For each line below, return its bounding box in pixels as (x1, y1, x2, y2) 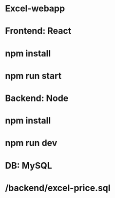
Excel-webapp (5, 3, 65, 14)
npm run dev (5, 138, 57, 148)
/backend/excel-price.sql (5, 182, 111, 194)
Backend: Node (5, 93, 69, 103)
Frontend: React (5, 25, 72, 37)
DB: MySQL (5, 160, 52, 171)
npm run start (5, 70, 62, 81)
